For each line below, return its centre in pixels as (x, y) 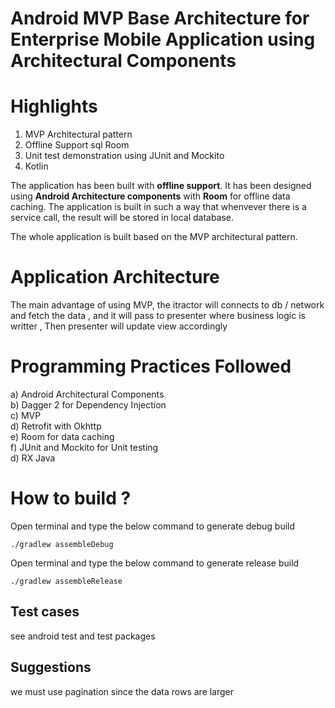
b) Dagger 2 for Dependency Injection (88, 405)
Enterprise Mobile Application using (163, 39)
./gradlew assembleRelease (66, 581)
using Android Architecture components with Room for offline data (150, 196)
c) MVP (26, 415)
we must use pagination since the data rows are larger (122, 691)
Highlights (54, 106)
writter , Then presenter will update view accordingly (119, 326)
